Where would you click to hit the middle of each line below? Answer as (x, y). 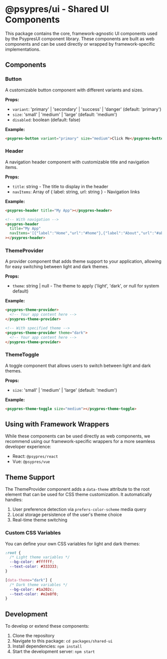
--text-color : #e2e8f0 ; (34, 594)
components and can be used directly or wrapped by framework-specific (80, 44)
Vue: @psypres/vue (31, 462)
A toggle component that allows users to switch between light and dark (78, 366)
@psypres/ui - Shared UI (57, 9)
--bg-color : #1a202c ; (32, 589)
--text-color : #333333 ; (34, 567)
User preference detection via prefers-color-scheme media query (79, 510)
